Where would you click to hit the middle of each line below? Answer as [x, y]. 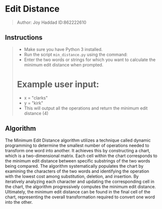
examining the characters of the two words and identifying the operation [77, 171]
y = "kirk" [34, 103]
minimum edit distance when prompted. [64, 64]
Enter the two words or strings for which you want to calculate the [90, 60]
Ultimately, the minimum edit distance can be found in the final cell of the [78, 192]
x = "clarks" [36, 97]
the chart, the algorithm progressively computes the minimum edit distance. [81, 186]
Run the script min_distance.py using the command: [76, 54]
